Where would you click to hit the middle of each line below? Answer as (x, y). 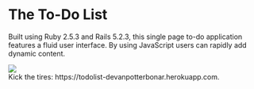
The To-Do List (58, 15)
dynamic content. (37, 53)
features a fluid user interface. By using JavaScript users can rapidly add (128, 44)
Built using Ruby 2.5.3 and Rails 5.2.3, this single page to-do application (125, 37)
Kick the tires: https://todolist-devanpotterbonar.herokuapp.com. (114, 76)
